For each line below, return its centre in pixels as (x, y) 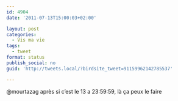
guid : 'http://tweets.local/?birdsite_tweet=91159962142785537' (90, 69)
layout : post (23, 29)
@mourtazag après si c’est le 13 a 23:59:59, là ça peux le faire (84, 91)
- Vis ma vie (28, 40)
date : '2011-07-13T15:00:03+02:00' (52, 18)
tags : (13, 46)
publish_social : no (31, 63)
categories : (21, 34)
